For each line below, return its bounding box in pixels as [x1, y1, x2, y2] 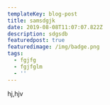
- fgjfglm [13, 63, 43, 70]
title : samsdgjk [7, 17, 55, 24]
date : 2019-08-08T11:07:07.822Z [7, 23, 103, 31]
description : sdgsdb [7, 30, 69, 38]
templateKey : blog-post [7, 10, 78, 18]
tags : [7, 50, 23, 57]
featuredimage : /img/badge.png [7, 43, 100, 50]
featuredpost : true [7, 37, 65, 44]
